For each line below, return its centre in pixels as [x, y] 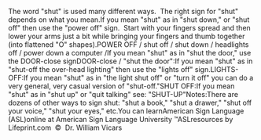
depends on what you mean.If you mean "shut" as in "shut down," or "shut [129, 20]
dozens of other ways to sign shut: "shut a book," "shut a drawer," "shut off [130, 102]
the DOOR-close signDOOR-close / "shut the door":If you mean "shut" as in [130, 61]
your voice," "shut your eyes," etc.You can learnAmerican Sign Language [126, 111]
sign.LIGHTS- [217, 69]
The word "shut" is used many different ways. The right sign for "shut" [123, 11]
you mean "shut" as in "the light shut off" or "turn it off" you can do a [142, 78]
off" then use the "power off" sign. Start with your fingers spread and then [130, 28]
